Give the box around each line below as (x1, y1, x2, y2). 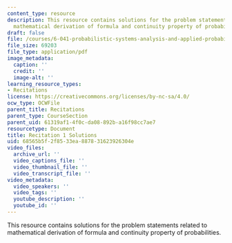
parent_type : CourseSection (7, 112, 88, 119)
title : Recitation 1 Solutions (7, 131, 97, 138)
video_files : (7, 145, 45, 151)
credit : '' (13, 67, 45, 74)
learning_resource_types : (7, 81, 81, 87)
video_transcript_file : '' (13, 170, 91, 177)
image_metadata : (7, 55, 54, 62)
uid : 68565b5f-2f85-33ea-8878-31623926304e (7, 138, 135, 145)
